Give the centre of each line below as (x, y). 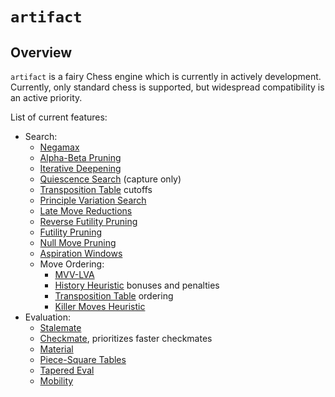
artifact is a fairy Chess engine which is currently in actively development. (166, 76)
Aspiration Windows (81, 253)
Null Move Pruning (78, 242)
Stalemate (60, 327)
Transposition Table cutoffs (96, 189)
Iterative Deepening (80, 168)
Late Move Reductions (86, 211)
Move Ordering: (72, 264)
